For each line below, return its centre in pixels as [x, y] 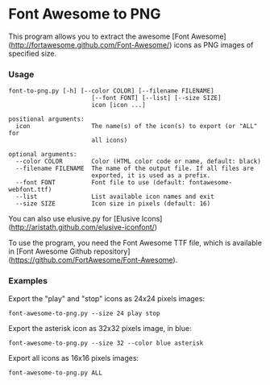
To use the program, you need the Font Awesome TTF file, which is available [135, 243]
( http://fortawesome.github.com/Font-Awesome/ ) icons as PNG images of [131, 44]
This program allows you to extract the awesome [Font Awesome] [118, 36]
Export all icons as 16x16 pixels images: [74, 358]
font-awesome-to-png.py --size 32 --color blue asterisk [106, 343]
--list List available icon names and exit [115, 197]
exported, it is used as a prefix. [151, 176]
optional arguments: [43, 155]
